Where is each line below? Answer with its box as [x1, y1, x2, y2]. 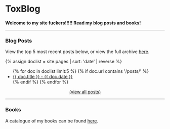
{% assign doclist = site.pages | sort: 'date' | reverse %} [5, 59, 122, 65]
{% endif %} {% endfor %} [12, 79, 69, 85]
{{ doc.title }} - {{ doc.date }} [12, 74, 73, 80]
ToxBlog [5, 3, 40, 15]
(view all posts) [69, 89, 101, 95]
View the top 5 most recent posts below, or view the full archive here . [5, 49, 150, 55]
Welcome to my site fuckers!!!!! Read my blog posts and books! [5, 20, 141, 26]
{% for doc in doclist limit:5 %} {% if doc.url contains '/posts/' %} [12, 68, 149, 74]
